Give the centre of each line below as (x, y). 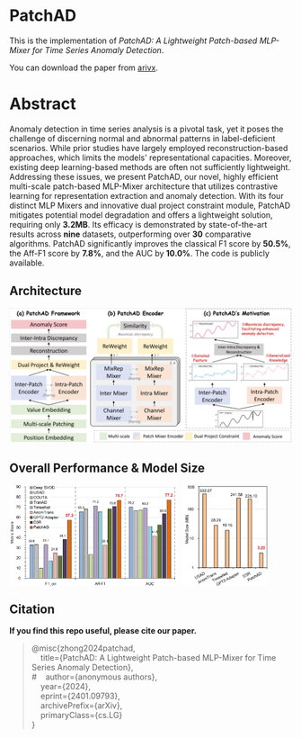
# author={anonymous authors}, (94, 677)
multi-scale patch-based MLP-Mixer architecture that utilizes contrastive (144, 186)
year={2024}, (66, 687)
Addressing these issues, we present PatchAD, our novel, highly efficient (144, 176)
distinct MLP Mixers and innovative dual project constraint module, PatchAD (150, 205)
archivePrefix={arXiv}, (81, 706)
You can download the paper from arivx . (84, 67)
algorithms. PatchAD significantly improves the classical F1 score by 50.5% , (150, 243)
